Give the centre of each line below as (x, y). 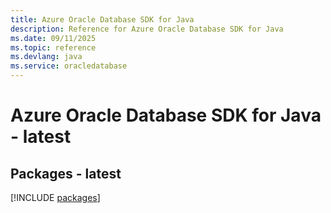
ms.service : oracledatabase (69, 66)
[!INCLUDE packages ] (55, 197)
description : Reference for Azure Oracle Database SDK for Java (147, 29)
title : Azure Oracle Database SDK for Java (102, 19)
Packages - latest (66, 173)
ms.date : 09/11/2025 (53, 38)
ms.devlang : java (46, 57)
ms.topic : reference (53, 47)
